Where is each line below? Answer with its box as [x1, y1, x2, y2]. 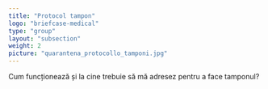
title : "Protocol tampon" [8, 11, 95, 20]
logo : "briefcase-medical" [8, 19, 99, 28]
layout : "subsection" [8, 34, 82, 43]
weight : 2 [8, 42, 42, 50]
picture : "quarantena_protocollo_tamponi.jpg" [8, 49, 168, 57]
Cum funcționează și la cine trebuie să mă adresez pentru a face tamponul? [8, 72, 260, 81]
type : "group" [8, 27, 57, 35]
